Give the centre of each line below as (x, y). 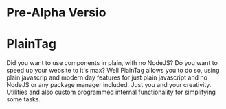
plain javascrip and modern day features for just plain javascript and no (107, 77)
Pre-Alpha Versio (56, 13)
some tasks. (24, 99)
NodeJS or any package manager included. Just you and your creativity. (109, 85)
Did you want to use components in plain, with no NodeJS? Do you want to (112, 63)
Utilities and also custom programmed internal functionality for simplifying (111, 92)
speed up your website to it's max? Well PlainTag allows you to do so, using (113, 71)
